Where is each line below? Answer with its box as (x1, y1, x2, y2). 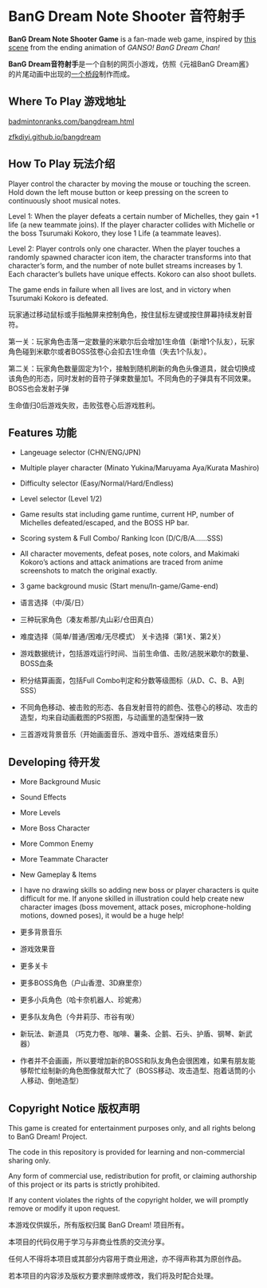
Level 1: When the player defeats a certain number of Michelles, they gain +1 (8, 211, 259, 220)
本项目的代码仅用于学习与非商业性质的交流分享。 (8, 1237, 169, 1246)
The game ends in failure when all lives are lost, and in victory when (8, 284, 231, 294)
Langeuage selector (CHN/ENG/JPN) (19, 448, 142, 458)
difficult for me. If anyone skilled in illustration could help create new (19, 894, 245, 903)
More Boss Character (19, 823, 90, 833)
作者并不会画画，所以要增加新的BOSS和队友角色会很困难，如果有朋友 (19, 1056, 249, 1066)
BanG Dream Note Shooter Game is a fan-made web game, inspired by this (8, 34, 257, 44)
